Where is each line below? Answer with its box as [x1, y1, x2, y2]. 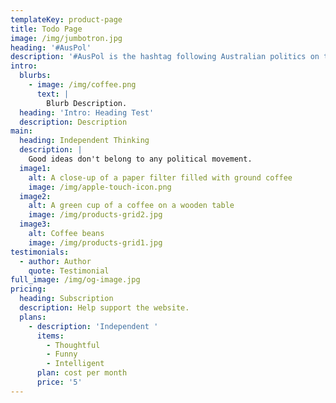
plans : [19, 312, 47, 322]
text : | [36, 89, 70, 99]
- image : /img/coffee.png [28, 80, 137, 90]
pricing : [10, 284, 47, 295]
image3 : [19, 219, 52, 230]
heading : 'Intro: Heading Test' [19, 107, 155, 118]
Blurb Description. [46, 98, 128, 108]
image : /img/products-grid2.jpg [28, 210, 163, 220]
